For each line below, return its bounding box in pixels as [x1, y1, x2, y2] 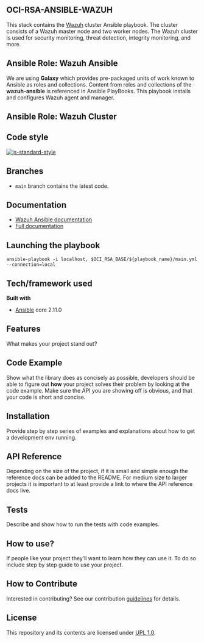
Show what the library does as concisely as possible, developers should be [6, 374, 195, 381]
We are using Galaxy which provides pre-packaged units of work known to [6, 74, 195, 82]
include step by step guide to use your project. [6, 561, 124, 568]
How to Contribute [6, 579, 78, 589]
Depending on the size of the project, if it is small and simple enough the [6, 468, 188, 475]
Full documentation [15, 223, 64, 230]
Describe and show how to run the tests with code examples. [6, 521, 160, 528]
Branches [6, 166, 44, 176]
